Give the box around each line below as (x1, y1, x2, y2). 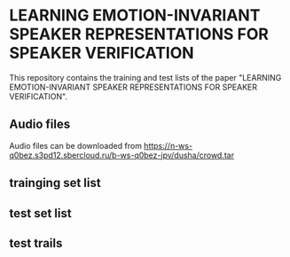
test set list (9, 206, 73, 221)
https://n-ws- (143, 140, 193, 151)
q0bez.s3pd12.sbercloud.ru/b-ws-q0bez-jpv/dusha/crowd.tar (9, 150, 235, 160)
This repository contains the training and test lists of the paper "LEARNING (9, 72, 282, 82)
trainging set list (9, 175, 101, 191)
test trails (9, 236, 63, 251)
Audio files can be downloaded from (9, 140, 142, 151)
